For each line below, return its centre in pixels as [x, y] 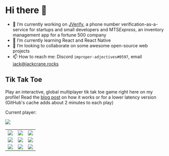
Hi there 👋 [26, 10]
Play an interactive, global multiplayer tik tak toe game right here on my [79, 92]
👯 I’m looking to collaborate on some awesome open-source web [80, 45]
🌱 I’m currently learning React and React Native [62, 40]
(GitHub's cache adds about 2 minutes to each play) [59, 102]
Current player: [21, 112]
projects [21, 51]
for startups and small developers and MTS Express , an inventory [97, 29]
